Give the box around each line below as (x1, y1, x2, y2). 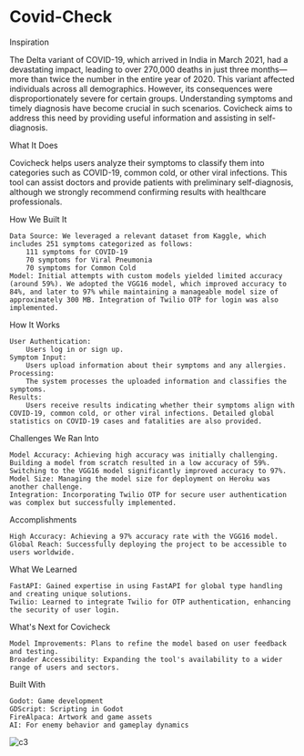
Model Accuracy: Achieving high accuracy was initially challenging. (9, 450, 279, 460)
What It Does (9, 140, 58, 150)
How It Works (9, 319, 61, 330)
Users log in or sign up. (25, 345, 125, 354)
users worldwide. (9, 547, 76, 557)
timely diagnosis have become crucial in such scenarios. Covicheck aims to (9, 102, 293, 113)
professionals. (9, 196, 63, 207)
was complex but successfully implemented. (9, 498, 177, 507)
